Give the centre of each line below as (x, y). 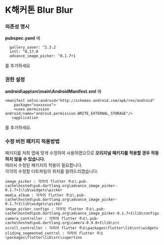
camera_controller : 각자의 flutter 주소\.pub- (52, 219)
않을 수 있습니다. (30, 159)
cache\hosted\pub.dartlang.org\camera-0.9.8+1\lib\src (62, 223)
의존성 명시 (17, 26)
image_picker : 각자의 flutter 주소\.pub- (47, 182)
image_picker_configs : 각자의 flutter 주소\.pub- (55, 209)
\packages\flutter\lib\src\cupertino (44, 238)
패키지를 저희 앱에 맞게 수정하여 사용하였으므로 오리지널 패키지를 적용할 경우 (78, 153)
